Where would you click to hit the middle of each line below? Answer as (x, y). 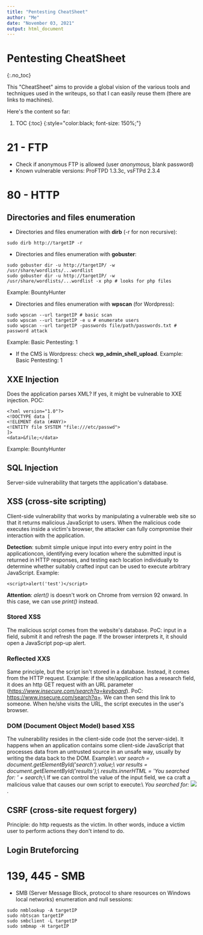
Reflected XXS (29, 658)
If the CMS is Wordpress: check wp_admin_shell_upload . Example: (99, 354)
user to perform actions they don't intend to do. (66, 831)
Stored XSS (24, 617)
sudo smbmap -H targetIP (38, 926)
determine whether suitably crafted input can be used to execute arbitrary (98, 566)
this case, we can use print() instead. (53, 601)
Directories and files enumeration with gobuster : (76, 254)
